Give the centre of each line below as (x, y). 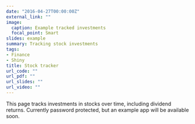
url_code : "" (22, 71)
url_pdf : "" (20, 76)
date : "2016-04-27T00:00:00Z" (43, 11)
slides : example (26, 38)
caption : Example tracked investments (59, 28)
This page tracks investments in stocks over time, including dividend (89, 104)
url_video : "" (23, 87)
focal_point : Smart (35, 33)
